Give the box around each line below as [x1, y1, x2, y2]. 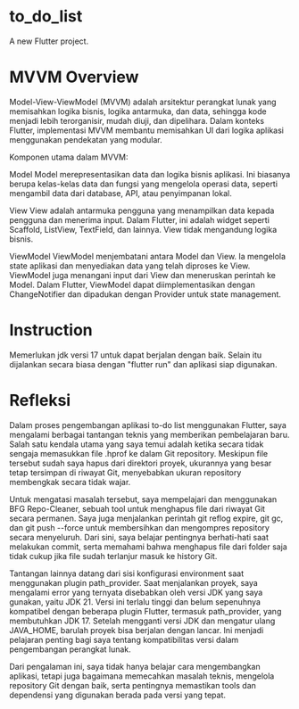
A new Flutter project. [9, 36, 89, 46]
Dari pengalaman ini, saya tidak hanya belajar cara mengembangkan [9, 661, 261, 672]
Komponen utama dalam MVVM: [9, 152, 129, 162]
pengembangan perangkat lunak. [9, 644, 131, 655]
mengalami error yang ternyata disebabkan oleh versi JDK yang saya [9, 587, 263, 598]
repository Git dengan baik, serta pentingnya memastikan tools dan [9, 680, 257, 690]
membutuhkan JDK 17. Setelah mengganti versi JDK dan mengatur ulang [9, 615, 276, 626]
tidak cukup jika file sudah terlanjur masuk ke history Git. [9, 550, 218, 561]
